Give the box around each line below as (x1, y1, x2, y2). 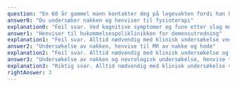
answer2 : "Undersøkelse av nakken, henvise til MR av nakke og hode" (7, 43, 217, 50)
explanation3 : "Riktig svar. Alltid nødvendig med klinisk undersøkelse (7, 62, 226, 69)
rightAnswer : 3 (7, 69, 52, 76)
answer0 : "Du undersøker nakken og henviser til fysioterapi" (7, 17, 194, 24)
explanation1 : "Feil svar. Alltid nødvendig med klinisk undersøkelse (7, 36, 219, 43)
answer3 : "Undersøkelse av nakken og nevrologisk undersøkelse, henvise (7, 56, 226, 63)
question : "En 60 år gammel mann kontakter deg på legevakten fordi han (7, 10, 226, 18)
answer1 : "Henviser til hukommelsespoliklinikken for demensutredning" (7, 29, 222, 37)
